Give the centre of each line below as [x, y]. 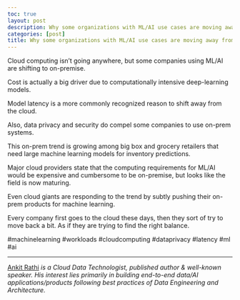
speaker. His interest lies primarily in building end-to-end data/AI [103, 275]
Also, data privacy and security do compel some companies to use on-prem [119, 125]
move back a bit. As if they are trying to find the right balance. [99, 226]
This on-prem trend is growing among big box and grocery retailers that [113, 146]
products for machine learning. [70, 205]
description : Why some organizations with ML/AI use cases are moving [115, 27]
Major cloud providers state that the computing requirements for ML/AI [111, 167]
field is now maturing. [39, 183]
